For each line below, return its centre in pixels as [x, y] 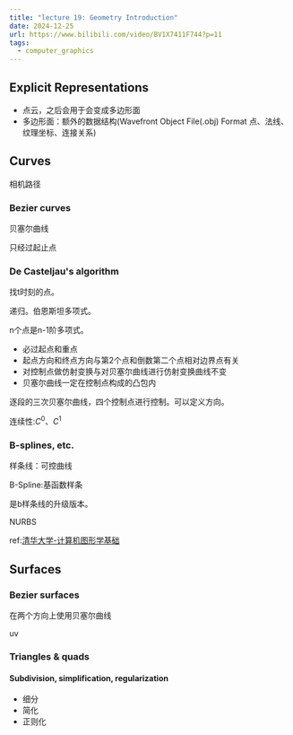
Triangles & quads [49, 656]
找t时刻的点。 [34, 292]
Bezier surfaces [44, 595]
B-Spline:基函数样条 [46, 485]
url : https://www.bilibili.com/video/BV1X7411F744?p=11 [116, 34]
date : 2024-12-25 [42, 26]
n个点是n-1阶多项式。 [49, 330]
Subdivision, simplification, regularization [89, 678]
